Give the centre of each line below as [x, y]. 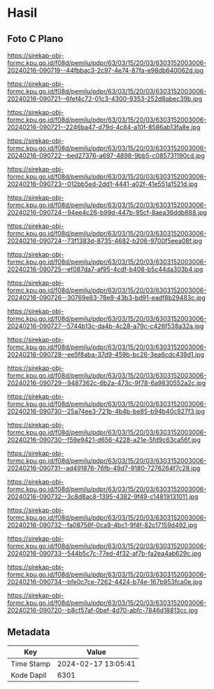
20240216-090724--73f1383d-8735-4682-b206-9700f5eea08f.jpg [105, 241]
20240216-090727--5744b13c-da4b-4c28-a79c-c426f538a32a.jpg [106, 326]
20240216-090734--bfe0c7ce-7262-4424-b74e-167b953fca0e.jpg [105, 582]
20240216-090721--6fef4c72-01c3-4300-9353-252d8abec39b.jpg [105, 99]
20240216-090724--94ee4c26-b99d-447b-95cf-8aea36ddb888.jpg [107, 212]
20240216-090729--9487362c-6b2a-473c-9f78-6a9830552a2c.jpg [107, 383]
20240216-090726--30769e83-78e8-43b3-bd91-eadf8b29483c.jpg [106, 298]
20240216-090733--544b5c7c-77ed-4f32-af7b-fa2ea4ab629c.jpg [104, 553]
